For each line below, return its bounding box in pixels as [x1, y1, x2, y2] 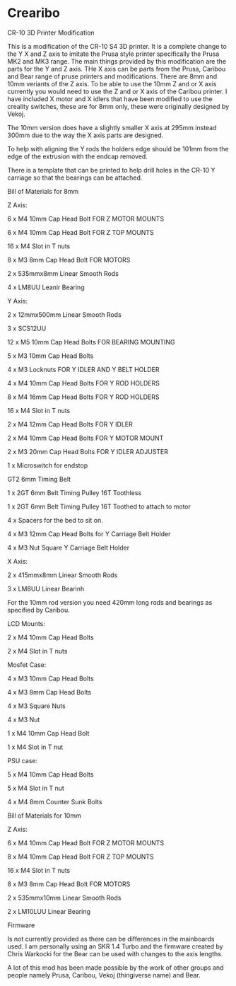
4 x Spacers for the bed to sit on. [7, 516, 104, 524]
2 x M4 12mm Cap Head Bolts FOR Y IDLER [7, 419, 133, 429]
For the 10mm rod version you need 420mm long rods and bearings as [7, 598, 213, 606]
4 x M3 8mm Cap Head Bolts [7, 688, 92, 696]
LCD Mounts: [7, 619, 46, 627]
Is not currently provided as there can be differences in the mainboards [7, 934, 215, 943]
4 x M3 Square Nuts [7, 702, 66, 710]
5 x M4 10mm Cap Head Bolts [7, 770, 94, 779]
